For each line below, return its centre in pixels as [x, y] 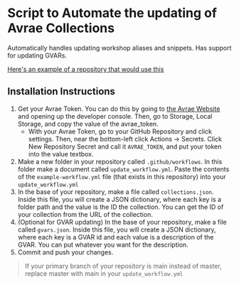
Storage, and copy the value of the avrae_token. [88, 124]
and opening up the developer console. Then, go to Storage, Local [115, 116]
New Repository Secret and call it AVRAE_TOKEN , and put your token [125, 146]
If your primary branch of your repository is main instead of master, [123, 266]
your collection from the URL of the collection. [85, 214]
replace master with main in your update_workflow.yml [104, 273]
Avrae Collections [61, 28]
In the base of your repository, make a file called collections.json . [116, 192]
